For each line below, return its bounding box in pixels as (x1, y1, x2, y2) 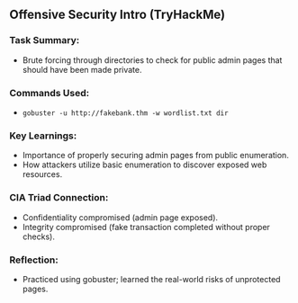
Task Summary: (9, 34, 80, 47)
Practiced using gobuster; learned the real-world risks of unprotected (22, 273, 281, 284)
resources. (22, 169, 63, 180)
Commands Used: (9, 86, 90, 99)
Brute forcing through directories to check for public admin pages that (22, 54, 283, 66)
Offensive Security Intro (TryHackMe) (9, 7, 226, 22)
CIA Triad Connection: (9, 192, 109, 204)
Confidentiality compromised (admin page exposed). (22, 211, 219, 223)
